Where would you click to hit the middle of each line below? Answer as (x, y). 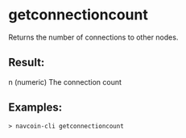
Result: (27, 63)
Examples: (35, 108)
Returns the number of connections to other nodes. (93, 37)
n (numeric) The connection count (65, 82)
